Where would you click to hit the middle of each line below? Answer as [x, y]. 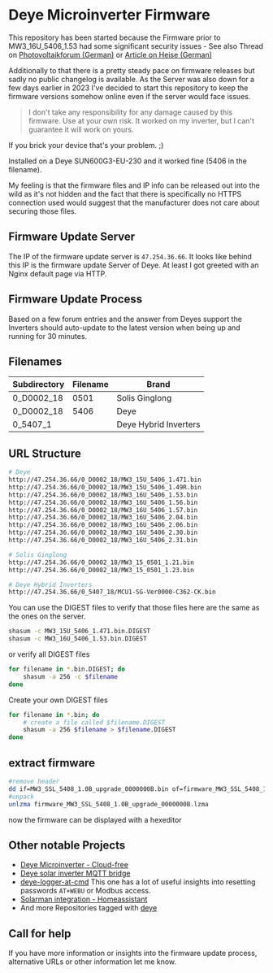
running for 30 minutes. [48, 336]
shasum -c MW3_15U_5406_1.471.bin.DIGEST [80, 632]
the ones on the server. [47, 616]
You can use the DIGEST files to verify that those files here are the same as [134, 608]
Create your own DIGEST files [58, 700]
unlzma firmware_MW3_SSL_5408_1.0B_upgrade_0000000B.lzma [108, 804]
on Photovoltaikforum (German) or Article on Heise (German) [110, 54]
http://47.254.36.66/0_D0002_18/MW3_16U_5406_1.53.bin [103, 495]
